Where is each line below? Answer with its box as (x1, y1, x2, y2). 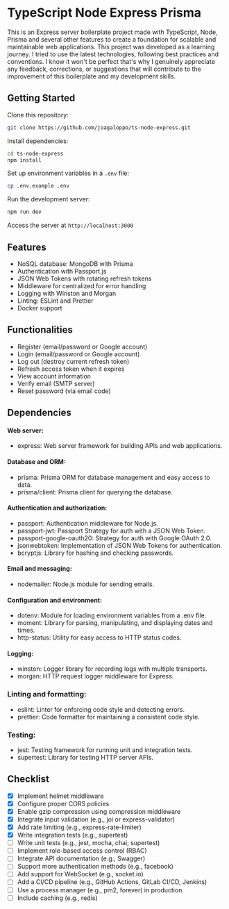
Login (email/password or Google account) (17, 349, 140, 358)
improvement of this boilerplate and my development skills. (7, 72, 176, 81)
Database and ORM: (7, 457, 66, 466)
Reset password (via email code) (17, 387, 111, 395)
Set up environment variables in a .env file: (7, 169, 130, 178)
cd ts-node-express (7, 150, 64, 157)
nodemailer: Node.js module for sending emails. (17, 580, 155, 588)
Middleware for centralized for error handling (17, 281, 146, 290)
